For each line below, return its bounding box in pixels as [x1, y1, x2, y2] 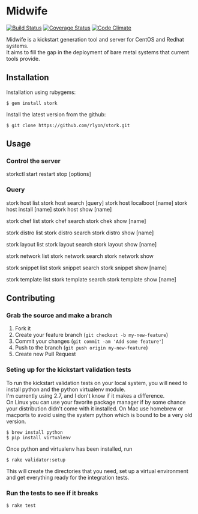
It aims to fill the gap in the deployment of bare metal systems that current [6, 48, 190, 55]
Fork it [14, 325, 31, 332]
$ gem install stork [6, 100, 58, 106]
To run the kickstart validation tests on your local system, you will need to [6, 379, 188, 386]
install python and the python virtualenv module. [6, 386, 126, 393]
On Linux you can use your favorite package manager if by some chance [6, 398, 186, 406]
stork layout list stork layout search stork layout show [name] [6, 240, 157, 248]
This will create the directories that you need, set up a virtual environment [6, 467, 189, 474]
